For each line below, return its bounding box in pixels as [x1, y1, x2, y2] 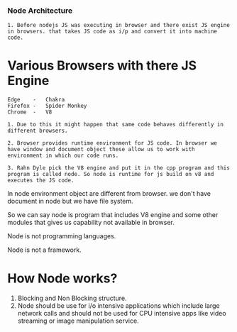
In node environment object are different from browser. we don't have [7, 189, 211, 198]
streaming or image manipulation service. [17, 316, 140, 325]
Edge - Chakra [7, 96, 65, 104]
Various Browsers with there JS [7, 57, 197, 74]
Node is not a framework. [7, 245, 82, 254]
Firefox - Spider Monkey [7, 102, 87, 110]
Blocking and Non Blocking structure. [17, 294, 127, 303]
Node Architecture [7, 6, 73, 16]
